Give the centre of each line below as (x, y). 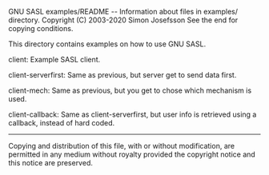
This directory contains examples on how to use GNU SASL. (107, 44)
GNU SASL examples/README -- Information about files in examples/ (123, 12)
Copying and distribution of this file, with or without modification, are (121, 146)
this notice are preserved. (51, 163)
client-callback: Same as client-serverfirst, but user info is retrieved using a (132, 114)
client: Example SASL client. (54, 60)
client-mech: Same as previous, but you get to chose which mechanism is (130, 90)
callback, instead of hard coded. (62, 123)
